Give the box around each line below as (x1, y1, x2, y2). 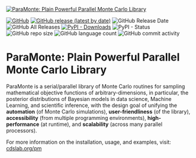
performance (6, 121, 40, 128)
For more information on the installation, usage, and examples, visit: (6, 138, 172, 146)
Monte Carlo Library (6, 63, 107, 77)
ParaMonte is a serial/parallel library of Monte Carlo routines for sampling (6, 83, 185, 90)
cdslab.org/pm (6, 144, 42, 151)
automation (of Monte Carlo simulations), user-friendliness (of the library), (6, 108, 191, 115)
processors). (6, 127, 37, 134)
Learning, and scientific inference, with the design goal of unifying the (6, 102, 178, 109)
